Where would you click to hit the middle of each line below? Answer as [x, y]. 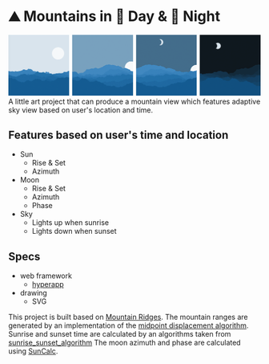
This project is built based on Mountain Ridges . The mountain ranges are [128, 317]
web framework [46, 276]
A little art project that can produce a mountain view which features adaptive [134, 101]
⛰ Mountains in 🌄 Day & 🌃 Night [114, 16]
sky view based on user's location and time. [81, 110]
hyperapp [48, 284]
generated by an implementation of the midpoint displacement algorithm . [128, 325]
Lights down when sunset [74, 231]
